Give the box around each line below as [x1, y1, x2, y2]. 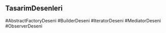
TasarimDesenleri [5, 4, 63, 13]
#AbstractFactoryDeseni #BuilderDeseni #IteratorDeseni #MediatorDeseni [5, 17, 161, 23]
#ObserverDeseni [5, 23, 42, 29]
